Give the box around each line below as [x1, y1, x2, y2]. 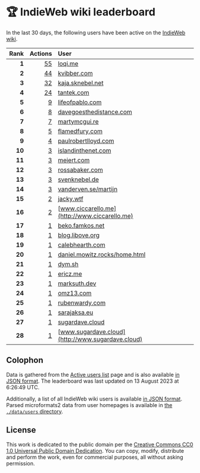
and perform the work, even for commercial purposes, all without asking [6, 453, 183, 461]
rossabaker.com [57, 165, 103, 174]
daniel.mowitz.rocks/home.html [57, 250, 146, 258]
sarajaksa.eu [57, 308, 93, 316]
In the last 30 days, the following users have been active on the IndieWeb [6, 29, 186, 36]
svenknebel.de [57, 175, 99, 184]
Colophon [6, 355, 43, 365]
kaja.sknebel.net [57, 78, 104, 87]
